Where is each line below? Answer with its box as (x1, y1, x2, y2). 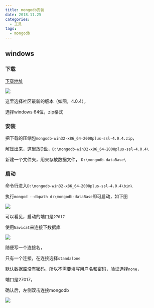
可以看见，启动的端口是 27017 (5, 214, 65, 220)
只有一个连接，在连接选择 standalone (5, 255, 81, 261)
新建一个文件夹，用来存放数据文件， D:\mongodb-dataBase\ (5, 156, 126, 162)
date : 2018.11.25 (5, 12, 42, 17)
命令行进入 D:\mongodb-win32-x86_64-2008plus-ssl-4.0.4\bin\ (5, 182, 133, 189)
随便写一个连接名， (5, 244, 45, 251)
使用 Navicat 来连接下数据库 (5, 224, 61, 230)
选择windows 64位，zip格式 (5, 109, 64, 115)
